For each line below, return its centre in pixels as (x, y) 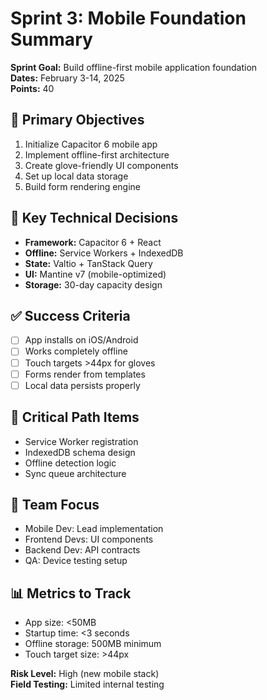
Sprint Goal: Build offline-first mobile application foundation (134, 67)
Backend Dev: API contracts (82, 550)
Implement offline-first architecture (97, 154)
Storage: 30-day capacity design (93, 284)
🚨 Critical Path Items (75, 417)
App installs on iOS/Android (81, 340)
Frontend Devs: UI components (89, 539)
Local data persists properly (82, 385)
